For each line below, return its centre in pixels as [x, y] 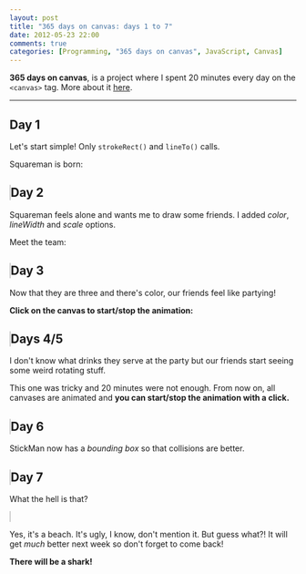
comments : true [38, 43]
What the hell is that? [49, 499]
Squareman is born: [46, 164]
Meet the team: [38, 241]
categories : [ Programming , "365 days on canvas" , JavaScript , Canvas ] [146, 52]
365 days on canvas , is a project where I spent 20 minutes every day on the [153, 77]
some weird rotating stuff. [58, 371]
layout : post [34, 18]
